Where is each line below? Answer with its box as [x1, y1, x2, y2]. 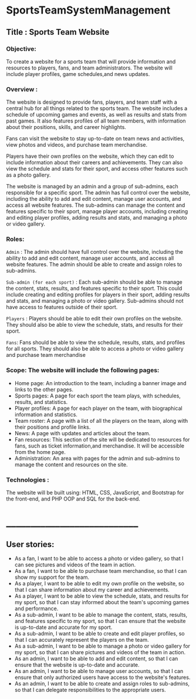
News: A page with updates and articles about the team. [14, 429, 151, 436]
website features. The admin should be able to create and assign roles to [6, 261, 183, 268]
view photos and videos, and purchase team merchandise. [6, 141, 148, 148]
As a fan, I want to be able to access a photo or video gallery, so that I [14, 555, 184, 562]
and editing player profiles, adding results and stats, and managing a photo [6, 214, 187, 221]
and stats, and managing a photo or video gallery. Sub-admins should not [6, 297, 184, 304]
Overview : [6, 85, 38, 93]
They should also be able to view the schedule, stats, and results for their [6, 322, 183, 329]
